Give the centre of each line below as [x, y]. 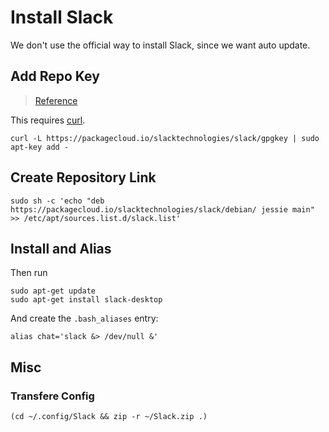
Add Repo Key [55, 76]
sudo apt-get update [53, 291]
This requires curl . [48, 120]
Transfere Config [52, 396]
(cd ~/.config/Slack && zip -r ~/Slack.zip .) [109, 417]
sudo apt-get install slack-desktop [86, 300]
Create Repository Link [83, 177]
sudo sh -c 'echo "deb [57, 201]
